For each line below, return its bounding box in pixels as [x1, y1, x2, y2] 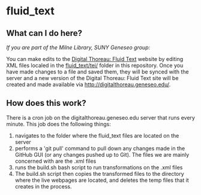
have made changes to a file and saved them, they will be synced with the [6, 68, 189, 75]
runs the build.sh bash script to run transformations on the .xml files [14, 163, 183, 171]
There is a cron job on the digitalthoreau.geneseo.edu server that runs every [6, 114, 195, 121]
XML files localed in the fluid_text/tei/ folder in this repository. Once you [6, 62, 184, 69]
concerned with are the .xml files [14, 157, 97, 164]
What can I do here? [6, 28, 83, 38]
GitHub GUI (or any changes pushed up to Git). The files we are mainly [14, 151, 190, 158]
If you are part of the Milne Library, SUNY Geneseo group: [6, 44, 151, 51]
